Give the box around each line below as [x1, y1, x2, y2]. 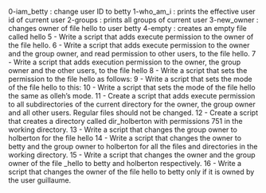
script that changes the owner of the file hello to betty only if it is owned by [8, 167, 255, 176]
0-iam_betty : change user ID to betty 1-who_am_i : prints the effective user [8, 7, 256, 16]
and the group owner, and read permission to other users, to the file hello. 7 [8, 49, 256, 58]
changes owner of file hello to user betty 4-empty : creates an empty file [8, 24, 247, 33]
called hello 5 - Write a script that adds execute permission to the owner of [8, 32, 254, 41]
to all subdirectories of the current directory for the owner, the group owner [8, 99, 256, 109]
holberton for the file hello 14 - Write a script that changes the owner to [8, 133, 241, 142]
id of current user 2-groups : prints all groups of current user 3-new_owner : [8, 15, 259, 25]
